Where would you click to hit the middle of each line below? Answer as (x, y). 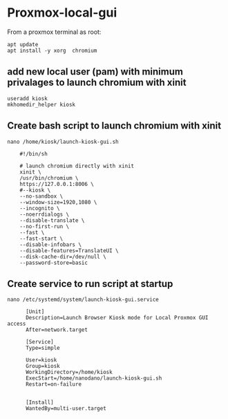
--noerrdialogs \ (45, 214)
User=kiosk (41, 360)
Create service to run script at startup (90, 284)
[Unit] (35, 312)
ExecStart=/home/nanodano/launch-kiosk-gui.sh (94, 378)
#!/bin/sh (34, 153)
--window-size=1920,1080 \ (58, 202)
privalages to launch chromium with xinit (97, 83)
